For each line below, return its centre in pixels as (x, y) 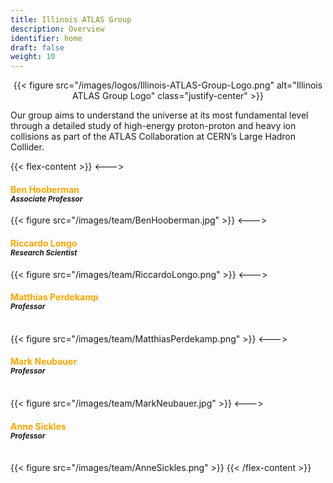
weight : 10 (33, 57)
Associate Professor (46, 199)
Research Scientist (44, 252)
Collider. (27, 147)
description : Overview (57, 29)
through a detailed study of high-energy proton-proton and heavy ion (153, 126)
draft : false (37, 47)
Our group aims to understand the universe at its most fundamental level (159, 115)
